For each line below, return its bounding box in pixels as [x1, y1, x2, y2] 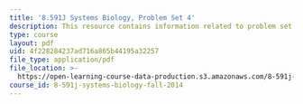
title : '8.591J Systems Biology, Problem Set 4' [9, 13, 196, 23]
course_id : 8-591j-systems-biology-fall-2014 [9, 80, 183, 90]
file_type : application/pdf [9, 55, 115, 64]
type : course [9, 30, 59, 39]
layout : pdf [9, 38, 54, 48]
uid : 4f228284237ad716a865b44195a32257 [9, 47, 160, 56]
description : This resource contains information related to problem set [9, 22, 293, 31]
